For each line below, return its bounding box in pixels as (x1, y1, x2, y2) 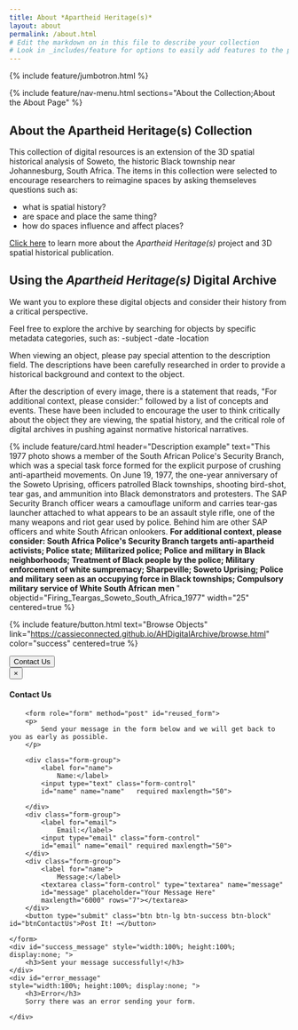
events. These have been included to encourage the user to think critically (9, 405, 281, 415)
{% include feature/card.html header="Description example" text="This (9, 441, 271, 452)
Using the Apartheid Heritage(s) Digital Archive (9, 273, 278, 288)
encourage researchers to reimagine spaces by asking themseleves (9, 174, 257, 185)
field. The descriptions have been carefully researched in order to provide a (9, 359, 286, 370)
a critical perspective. (9, 306, 89, 317)
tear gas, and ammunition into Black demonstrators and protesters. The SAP (9, 488, 287, 499)
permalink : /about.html (9, 29, 98, 38)
